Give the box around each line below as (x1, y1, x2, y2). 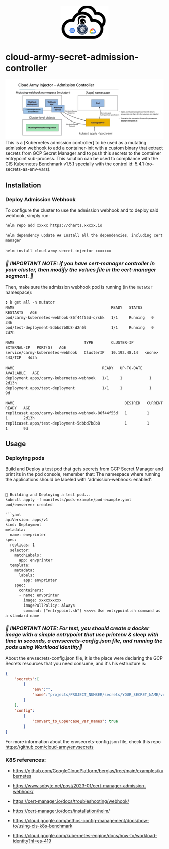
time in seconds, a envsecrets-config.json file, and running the (5, 637, 163, 644)
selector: (10, 548, 30, 553)
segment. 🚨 (5, 273, 34, 280)
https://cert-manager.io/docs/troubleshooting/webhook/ (12, 798, 129, 804)
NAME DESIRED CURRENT (5, 400, 163, 406)
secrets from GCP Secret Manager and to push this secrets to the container (5, 150, 162, 156)
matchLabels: (14, 553, 42, 558)
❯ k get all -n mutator (5, 299, 55, 305)
